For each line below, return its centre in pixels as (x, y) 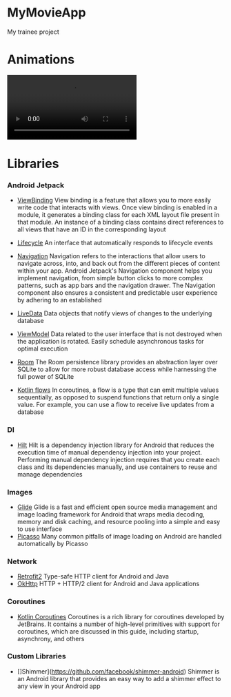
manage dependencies (50, 474)
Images (20, 492)
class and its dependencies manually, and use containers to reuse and (117, 467)
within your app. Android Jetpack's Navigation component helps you (114, 271)
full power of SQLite (46, 377)
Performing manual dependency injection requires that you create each (118, 459)
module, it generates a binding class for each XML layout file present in (118, 215)
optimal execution (42, 348)
